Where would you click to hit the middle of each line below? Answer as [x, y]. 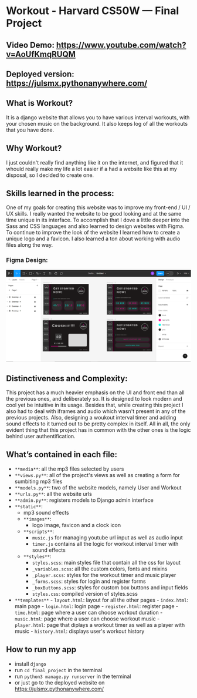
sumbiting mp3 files [38, 481]
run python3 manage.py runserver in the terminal [73, 676]
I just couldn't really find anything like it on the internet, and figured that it [95, 162]
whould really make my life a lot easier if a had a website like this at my [91, 169]
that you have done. [30, 130]
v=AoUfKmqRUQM [41, 54]
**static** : [28, 506]
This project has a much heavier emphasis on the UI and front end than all [95, 392]
